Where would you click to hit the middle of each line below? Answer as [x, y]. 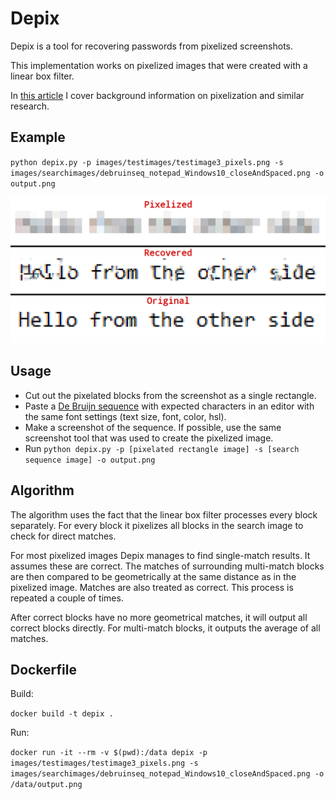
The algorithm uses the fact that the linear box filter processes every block [164, 514]
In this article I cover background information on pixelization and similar [157, 95]
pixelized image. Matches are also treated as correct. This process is [152, 587]
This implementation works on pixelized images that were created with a [159, 65]
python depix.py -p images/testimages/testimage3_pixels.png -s [147, 162]
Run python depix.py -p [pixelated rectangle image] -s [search [162, 448]
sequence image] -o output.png [90, 460]
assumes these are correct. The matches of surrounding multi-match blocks [167, 566]
